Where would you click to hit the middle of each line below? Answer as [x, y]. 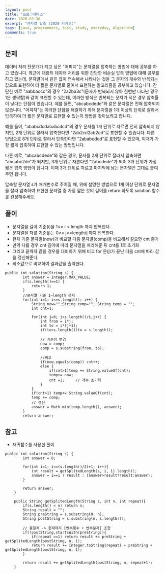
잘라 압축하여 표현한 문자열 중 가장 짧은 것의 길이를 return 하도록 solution [81, 190]
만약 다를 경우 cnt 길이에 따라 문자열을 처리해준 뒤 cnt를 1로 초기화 [76, 245]
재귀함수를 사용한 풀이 [33, 445]
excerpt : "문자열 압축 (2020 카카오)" [41, 23]
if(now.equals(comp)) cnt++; [70, 362]
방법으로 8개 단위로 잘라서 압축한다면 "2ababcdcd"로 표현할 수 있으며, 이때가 [79, 139]
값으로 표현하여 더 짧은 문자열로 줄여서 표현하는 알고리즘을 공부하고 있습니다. [79, 85]
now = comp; [52, 344]
